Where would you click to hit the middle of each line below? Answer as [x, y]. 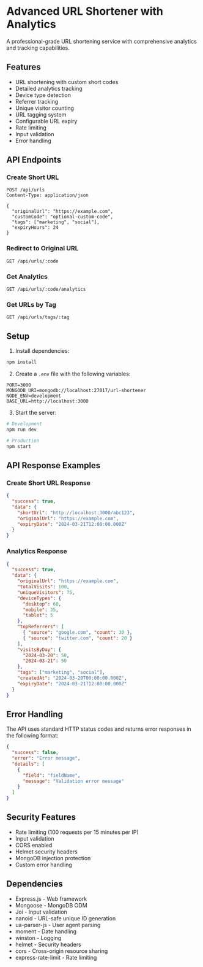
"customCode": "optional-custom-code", [63, 217]
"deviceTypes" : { [39, 598]
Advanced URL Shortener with [85, 11]
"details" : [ [28, 764]
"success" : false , [35, 753]
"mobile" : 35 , [41, 610]
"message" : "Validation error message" [73, 781]
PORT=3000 [19, 385]
